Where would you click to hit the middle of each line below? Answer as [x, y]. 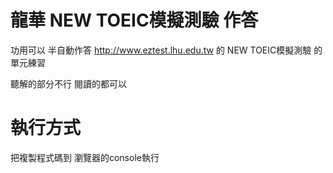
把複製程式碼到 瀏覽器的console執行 [85, 157]
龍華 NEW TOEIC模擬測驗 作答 [134, 20]
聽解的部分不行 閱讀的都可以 [68, 83]
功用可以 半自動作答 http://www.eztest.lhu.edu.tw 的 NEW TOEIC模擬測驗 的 [166, 50]
